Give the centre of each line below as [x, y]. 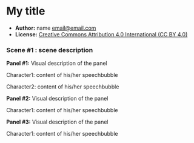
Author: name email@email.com [55, 28]
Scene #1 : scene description [50, 50]
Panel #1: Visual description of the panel [57, 63]
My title [26, 11]
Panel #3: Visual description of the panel [57, 122]
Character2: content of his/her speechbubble [63, 87]
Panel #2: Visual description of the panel [57, 99]
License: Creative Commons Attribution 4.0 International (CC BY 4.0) [101, 34]
